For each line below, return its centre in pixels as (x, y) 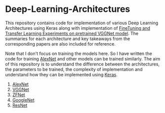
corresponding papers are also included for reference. (61, 44)
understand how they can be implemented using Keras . (61, 74)
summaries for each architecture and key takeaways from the (68, 39)
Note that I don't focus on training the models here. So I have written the (79, 54)
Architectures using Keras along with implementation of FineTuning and (78, 28)
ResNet (20, 105)
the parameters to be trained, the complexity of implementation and (74, 69)
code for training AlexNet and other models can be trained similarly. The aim (83, 58)
